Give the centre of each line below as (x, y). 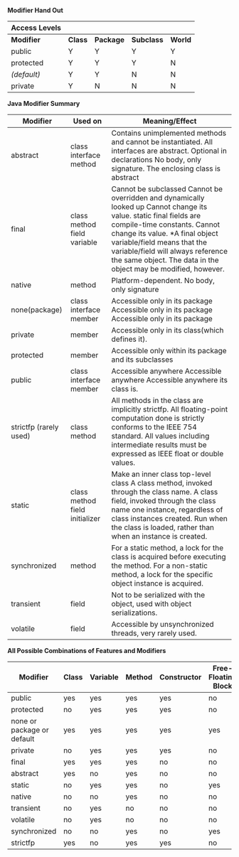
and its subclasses (142, 360)
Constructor (180, 677)
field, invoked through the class (164, 501)
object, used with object (152, 604)
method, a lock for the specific (162, 575)
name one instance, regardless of (167, 510)
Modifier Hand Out (36, 10)
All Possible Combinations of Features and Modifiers (87, 651)
